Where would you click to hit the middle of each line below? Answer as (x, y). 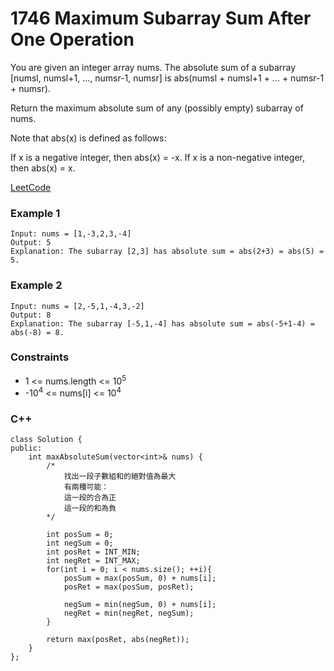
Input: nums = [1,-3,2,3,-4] (71, 234)
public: (26, 448)
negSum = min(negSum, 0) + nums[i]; (140, 605)
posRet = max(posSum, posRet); (129, 587)
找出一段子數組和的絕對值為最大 (120, 477)
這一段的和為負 (90, 508)
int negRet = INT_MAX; (93, 561)
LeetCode (31, 187)
